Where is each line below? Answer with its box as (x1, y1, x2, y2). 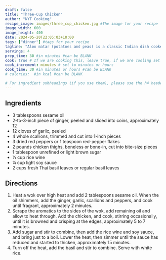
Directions (5, 179, 38, 187)
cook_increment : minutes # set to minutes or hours (5, 62, 114, 67)
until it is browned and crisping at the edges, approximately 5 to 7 (12, 218, 146, 224)
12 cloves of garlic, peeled (12, 128, 66, 134)
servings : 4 (5, 49, 30, 53)
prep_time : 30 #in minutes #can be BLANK (5, 53, 92, 58)
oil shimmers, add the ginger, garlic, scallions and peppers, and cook (12, 198, 153, 204)
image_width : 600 (5, 26, 41, 31)
